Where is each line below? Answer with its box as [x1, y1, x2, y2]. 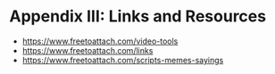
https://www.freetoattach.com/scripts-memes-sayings [21, 54, 224, 65]
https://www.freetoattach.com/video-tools [21, 36, 179, 46]
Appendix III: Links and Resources [9, 6, 266, 27]
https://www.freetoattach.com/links [21, 45, 154, 55]
